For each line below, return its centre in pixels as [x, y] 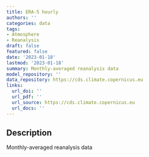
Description [29, 132]
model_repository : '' [34, 74]
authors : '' [21, 18]
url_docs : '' [28, 108]
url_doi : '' [27, 91]
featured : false [27, 52]
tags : [13, 29]
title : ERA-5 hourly [33, 12]
